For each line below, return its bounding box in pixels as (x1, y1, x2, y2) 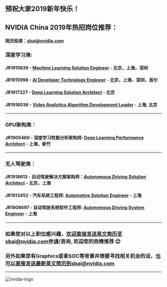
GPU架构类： (5, 121, 37, 128)
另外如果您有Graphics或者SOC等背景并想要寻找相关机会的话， (5, 252, 156, 259)
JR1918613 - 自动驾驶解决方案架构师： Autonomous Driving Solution (5, 173, 147, 180)
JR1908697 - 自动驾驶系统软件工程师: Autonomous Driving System (5, 205, 145, 211)
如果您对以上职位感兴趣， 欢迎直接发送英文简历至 (5, 230, 123, 237)
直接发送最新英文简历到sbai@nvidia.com (15, 260, 115, 267)
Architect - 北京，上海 (5, 180, 51, 186)
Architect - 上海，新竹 (5, 141, 51, 146)
